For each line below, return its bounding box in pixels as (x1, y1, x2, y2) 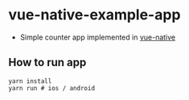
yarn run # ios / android (8, 84, 95, 92)
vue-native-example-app (8, 6, 181, 24)
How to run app (8, 56, 87, 69)
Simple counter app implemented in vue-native (19, 32, 175, 42)
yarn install (8, 77, 52, 85)
